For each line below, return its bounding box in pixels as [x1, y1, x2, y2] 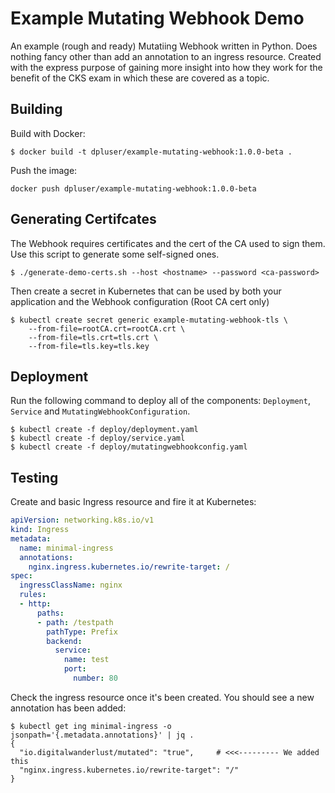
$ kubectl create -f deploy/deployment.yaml [10, 425, 199, 435]
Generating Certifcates [10, 211, 157, 228]
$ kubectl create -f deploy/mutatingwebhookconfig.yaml [10, 442, 248, 452]
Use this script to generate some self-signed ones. [10, 248, 220, 260]
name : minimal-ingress [19, 543, 114, 553]
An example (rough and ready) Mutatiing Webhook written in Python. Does [10, 40, 318, 52]
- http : [19, 599, 52, 609]
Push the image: [10, 164, 78, 176]
